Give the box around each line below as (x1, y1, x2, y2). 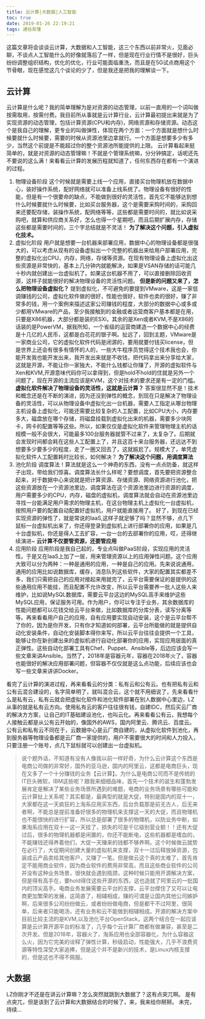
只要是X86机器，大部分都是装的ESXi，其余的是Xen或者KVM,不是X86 (15, 316, 189, 323)
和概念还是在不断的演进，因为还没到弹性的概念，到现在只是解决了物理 (15, 392, 192, 400)
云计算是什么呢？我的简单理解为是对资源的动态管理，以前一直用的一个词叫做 (6, 103, 199, 111)
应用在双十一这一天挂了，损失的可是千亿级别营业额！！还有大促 (37, 824, 198, 831)
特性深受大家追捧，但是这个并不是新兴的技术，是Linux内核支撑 (32, 946, 190, 954)
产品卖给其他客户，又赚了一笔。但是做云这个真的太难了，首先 (37, 854, 193, 862)
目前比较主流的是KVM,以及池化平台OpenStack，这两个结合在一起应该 (21, 916, 197, 923)
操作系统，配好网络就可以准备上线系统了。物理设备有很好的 (36, 185, 187, 193)
